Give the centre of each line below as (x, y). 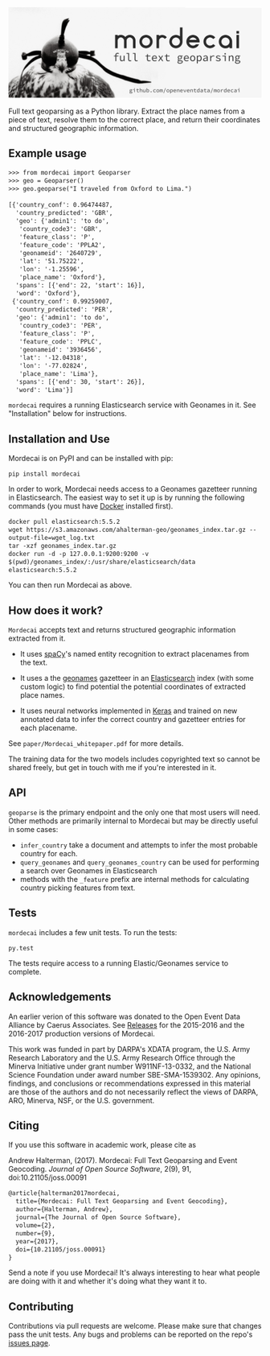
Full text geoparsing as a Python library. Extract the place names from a (127, 111)
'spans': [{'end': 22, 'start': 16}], (81, 286)
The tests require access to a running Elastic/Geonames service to (119, 963)
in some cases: (33, 829)
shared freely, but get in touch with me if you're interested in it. (112, 768)
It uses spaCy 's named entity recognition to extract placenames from (135, 654)
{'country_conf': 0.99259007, (62, 302)
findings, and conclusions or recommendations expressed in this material (129, 1083)
